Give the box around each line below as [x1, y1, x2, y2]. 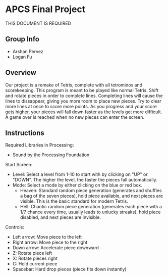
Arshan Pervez [12, 48, 44, 54]
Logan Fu [12, 54, 32, 60]
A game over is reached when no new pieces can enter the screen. [5, 114, 145, 120]
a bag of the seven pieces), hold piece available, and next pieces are [20, 193, 163, 199]
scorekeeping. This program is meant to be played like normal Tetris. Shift [5, 87, 159, 93]
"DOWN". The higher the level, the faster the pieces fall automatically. [12, 177, 157, 183]
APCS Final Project [5, 4, 86, 15]
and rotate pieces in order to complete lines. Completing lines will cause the [5, 93, 163, 99]
